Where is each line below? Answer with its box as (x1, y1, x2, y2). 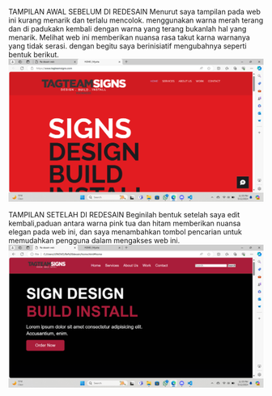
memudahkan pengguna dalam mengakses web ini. (8, 236, 181, 245)
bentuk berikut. (8, 50, 59, 59)
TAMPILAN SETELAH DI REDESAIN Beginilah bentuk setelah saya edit (8, 210, 240, 219)
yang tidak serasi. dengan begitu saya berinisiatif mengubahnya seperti (8, 41, 247, 51)
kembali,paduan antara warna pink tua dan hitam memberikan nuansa (8, 218, 241, 228)
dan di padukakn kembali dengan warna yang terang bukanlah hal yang (8, 24, 247, 33)
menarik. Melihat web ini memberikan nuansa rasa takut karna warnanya (8, 32, 251, 42)
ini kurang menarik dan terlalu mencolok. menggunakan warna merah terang (8, 15, 264, 25)
